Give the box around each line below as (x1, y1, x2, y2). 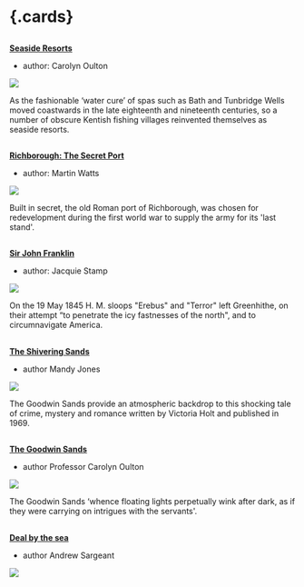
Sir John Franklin (9, 248, 75, 259)
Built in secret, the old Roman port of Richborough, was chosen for (9, 202, 259, 213)
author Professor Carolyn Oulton (22, 462, 144, 473)
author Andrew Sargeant (22, 550, 115, 561)
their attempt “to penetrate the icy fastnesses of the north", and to (9, 310, 257, 321)
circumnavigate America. (9, 320, 103, 331)
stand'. (9, 221, 34, 233)
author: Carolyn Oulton (22, 60, 109, 71)
